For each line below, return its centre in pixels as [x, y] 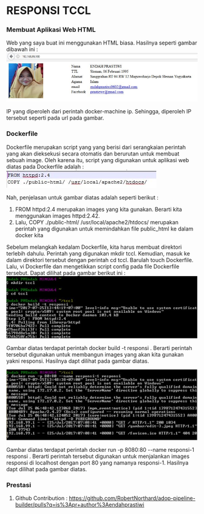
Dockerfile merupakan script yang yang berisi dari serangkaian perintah [96, 147]
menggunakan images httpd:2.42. [57, 216]
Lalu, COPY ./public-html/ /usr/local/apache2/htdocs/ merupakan [97, 222]
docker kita [29, 235]
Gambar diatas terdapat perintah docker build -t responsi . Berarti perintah [99, 348]
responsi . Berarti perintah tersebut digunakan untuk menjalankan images [98, 456]
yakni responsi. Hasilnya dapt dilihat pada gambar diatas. [78, 361]
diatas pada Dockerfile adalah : [45, 166]
